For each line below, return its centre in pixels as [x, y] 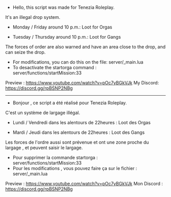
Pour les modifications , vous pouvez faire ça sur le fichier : [75, 168]
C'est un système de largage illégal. [43, 112]
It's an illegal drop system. [33, 17]
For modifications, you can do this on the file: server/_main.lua [78, 62]
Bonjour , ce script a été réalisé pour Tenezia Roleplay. [70, 103]
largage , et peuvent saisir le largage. [44, 148]
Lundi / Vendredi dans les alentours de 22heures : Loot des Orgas [82, 122]
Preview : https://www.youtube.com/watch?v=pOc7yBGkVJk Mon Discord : [84, 184]
